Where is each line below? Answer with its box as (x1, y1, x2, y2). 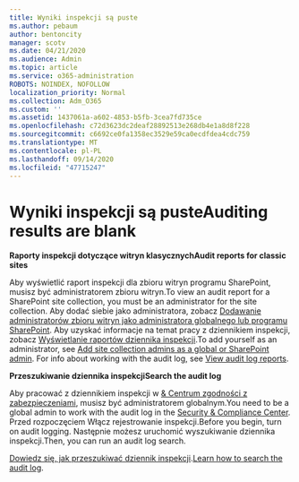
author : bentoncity (9, 30, 82, 39)
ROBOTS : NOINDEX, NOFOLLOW (9, 80, 110, 89)
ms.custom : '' (9, 105, 63, 114)
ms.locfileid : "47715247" (9, 163, 106, 172)
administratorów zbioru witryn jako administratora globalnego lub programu (9, 315, 288, 326)
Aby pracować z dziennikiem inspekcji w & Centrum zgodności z (9, 388, 248, 399)
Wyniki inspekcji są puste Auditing (9, 202, 269, 222)
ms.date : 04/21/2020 (9, 47, 87, 56)
